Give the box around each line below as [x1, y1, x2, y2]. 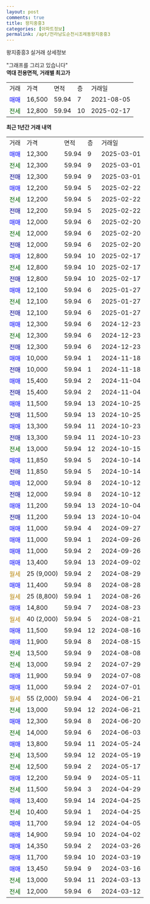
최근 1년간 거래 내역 [6, 123, 52, 131]
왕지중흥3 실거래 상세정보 [6, 49, 67, 56]
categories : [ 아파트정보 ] [6, 25, 65, 32]
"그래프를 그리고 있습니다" [6, 62, 68, 69]
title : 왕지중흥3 [6, 20, 45, 26]
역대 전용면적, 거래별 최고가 [6, 69, 71, 76]
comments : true [6, 15, 45, 21]
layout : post [6, 8, 39, 15]
